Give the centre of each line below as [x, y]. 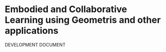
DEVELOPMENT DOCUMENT [35, 44]
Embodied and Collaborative [66, 9]
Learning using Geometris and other [83, 20]
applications [32, 31]
